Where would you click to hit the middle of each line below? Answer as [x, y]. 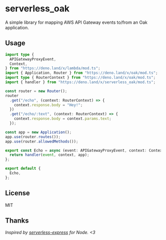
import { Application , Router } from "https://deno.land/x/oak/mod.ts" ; [82, 73]
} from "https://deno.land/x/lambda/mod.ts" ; [53, 68]
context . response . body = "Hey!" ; [48, 105]
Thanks [17, 220]
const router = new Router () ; [36, 91]
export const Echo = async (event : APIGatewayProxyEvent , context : [76, 150]
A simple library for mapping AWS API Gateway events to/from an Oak [76, 22]
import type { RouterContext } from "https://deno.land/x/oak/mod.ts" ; [80, 78]
